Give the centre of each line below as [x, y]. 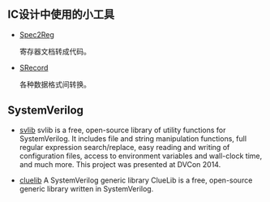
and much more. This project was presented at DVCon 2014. [120, 164]
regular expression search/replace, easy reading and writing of [124, 147]
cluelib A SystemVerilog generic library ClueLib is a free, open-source [136, 180]
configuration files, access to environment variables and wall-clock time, [141, 156]
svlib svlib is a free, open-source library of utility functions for [122, 130]
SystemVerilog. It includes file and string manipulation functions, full [133, 138]
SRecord [34, 67]
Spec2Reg [36, 34]
